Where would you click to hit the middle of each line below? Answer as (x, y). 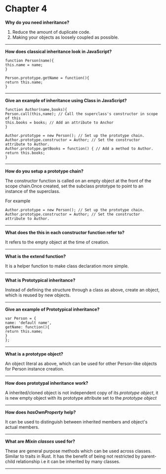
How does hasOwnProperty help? (41, 412)
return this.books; (25, 153)
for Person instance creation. (35, 369)
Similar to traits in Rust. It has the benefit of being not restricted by (73, 456)
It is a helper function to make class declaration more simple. (67, 266)
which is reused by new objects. (38, 295)
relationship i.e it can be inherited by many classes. (68, 461)
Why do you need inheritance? (37, 22)
